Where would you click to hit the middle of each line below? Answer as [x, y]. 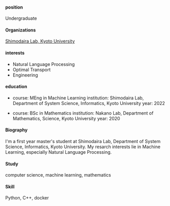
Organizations [21, 30]
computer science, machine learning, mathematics [58, 175]
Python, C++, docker [27, 198]
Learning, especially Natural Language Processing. [59, 152]
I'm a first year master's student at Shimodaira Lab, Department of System [83, 142]
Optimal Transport [31, 70]
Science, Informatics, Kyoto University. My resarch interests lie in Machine [83, 147]
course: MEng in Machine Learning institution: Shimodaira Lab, [78, 98]
